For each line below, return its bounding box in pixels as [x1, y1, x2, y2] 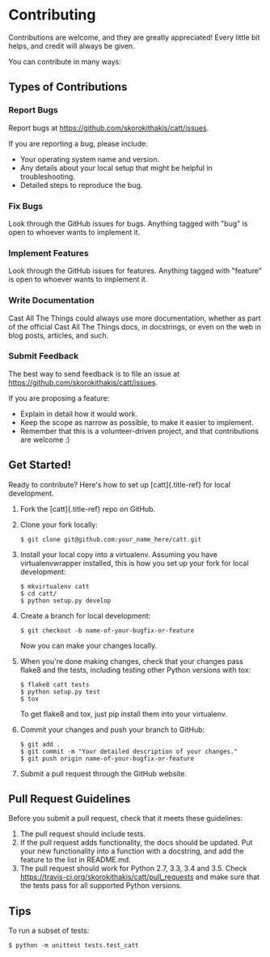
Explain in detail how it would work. [19, 409, 138, 419]
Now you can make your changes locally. [19, 640, 158, 650]
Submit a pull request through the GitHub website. [19, 768, 188, 778]
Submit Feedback [8, 351, 79, 362]
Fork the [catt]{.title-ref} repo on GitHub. [19, 504, 156, 513]
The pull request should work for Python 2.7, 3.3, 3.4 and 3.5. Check [19, 864, 247, 874]
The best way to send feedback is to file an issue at [8, 368, 180, 378]
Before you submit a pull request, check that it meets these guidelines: [8, 814, 243, 823]
